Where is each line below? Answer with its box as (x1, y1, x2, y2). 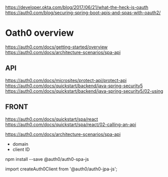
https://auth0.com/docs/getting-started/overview (5, 44, 108, 50)
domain (12, 141, 29, 147)
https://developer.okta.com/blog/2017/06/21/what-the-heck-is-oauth (5, 5, 149, 10)
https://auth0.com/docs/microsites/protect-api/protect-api (5, 77, 127, 83)
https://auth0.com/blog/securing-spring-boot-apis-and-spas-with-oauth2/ (5, 10, 161, 16)
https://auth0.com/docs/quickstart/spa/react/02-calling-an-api (5, 121, 136, 128)
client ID (12, 146, 30, 152)
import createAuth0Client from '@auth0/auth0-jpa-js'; (5, 166, 118, 172)
